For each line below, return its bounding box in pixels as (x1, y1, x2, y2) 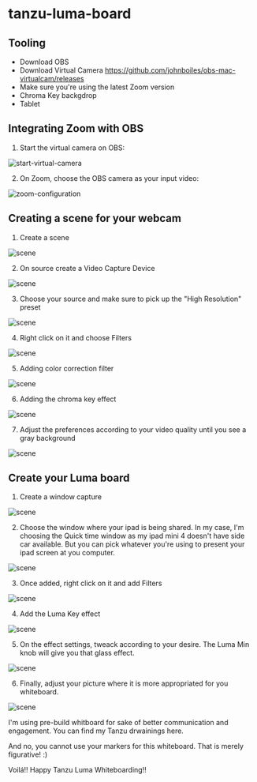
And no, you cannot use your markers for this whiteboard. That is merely (8, 742, 244, 751)
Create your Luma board (8, 472, 130, 485)
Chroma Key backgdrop (19, 91, 97, 100)
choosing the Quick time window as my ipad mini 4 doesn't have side (19, 531, 245, 541)
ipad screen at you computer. (19, 548, 116, 558)
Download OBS (19, 57, 69, 66)
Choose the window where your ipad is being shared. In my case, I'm (19, 523, 244, 532)
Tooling (8, 36, 46, 50)
